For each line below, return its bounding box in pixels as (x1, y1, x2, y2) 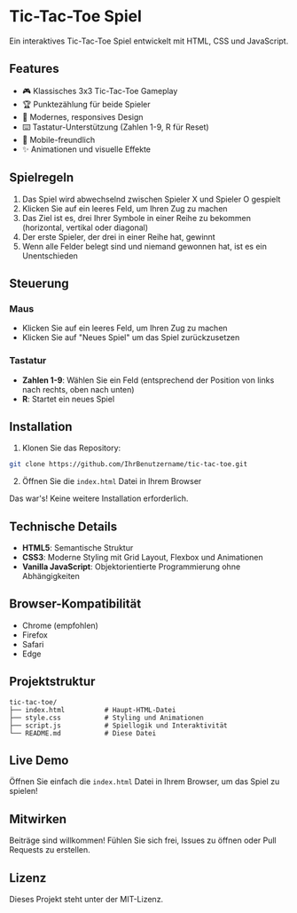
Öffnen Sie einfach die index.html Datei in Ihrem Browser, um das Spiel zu (9, 776, 280, 787)
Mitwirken (9, 811, 67, 827)
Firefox (21, 629, 49, 640)
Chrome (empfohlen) (21, 620, 99, 631)
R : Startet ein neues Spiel (21, 393, 115, 404)
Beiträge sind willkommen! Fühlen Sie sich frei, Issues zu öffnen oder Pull (9, 835, 277, 846)
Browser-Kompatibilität (9, 597, 142, 612)
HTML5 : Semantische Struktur (21, 543, 134, 553)
